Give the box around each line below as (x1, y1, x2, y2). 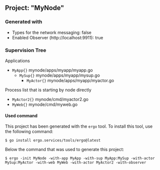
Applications (5, 58, 30, 64)
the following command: (5, 129, 53, 135)
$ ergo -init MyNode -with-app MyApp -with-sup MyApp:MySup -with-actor (5, 156, 155, 161)
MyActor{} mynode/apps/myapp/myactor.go (26, 77, 114, 83)
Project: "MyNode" (5, 4, 64, 12)
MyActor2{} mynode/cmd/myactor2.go (12, 96, 89, 102)
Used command (5, 113, 38, 119)
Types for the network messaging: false (12, 29, 92, 35)
